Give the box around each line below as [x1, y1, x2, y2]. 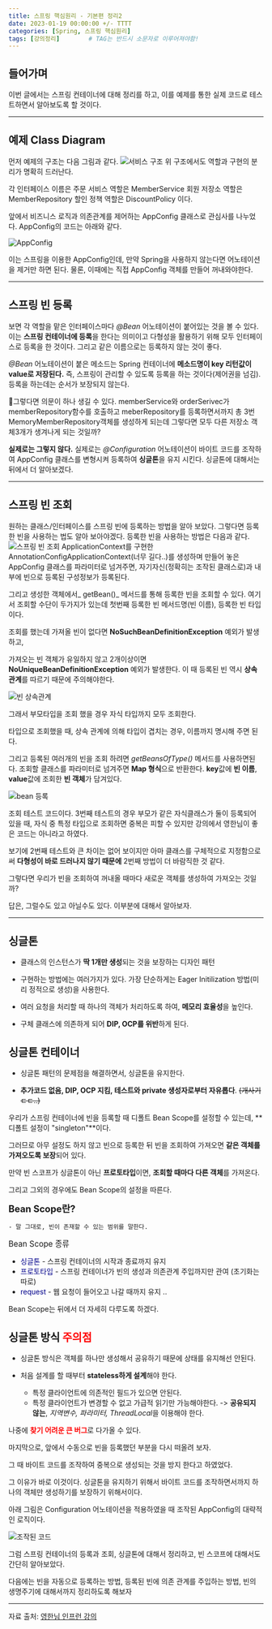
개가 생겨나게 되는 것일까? [19, 427, 101, 437]
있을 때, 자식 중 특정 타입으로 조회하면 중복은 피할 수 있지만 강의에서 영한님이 [8, 818, 250, 828]
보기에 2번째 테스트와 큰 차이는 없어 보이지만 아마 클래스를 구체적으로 [8, 846, 227, 855]
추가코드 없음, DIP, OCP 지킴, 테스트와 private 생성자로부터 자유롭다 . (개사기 [19, 1085, 261, 1096]
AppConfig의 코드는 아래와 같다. [19, 221, 122, 231]
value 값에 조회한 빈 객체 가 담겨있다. [8, 774, 122, 783]
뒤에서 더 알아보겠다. [8, 464, 74, 474]
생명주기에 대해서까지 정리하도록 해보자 [8, 1586, 132, 1596]
